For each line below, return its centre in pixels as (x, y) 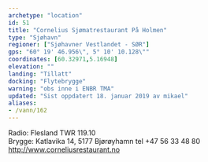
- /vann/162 (28, 111)
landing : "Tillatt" (40, 74)
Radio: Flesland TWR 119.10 (52, 133)
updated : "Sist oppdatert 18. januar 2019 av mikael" (98, 96)
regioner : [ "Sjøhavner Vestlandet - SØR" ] (79, 45)
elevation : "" (32, 67)
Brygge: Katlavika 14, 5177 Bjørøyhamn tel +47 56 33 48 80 (104, 141)
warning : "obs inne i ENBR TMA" (61, 88)
